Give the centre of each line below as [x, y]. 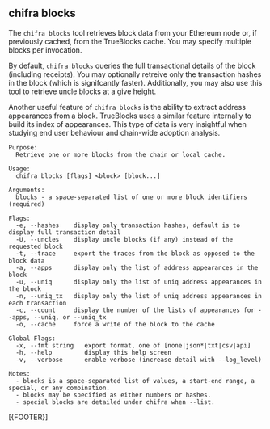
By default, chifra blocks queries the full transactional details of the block [132, 65]
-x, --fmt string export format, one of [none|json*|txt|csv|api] [133, 345]
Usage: [19, 169]
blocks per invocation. [45, 50]
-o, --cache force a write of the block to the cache [116, 324]
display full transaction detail [65, 232]
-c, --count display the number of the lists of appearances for [135, 310]
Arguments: [27, 190]
